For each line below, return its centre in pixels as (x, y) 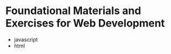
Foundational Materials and (73, 11)
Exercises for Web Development (85, 23)
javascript (26, 39)
